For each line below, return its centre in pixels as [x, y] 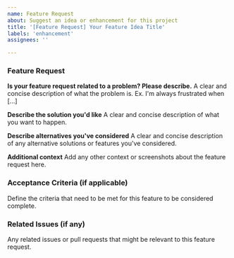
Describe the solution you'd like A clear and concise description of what [113, 115]
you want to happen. [37, 122]
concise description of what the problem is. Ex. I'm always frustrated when [116, 94]
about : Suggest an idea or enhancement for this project [93, 20]
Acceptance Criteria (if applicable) [68, 183]
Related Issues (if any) [47, 224]
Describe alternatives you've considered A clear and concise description [115, 136]
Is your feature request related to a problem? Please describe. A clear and [117, 86]
